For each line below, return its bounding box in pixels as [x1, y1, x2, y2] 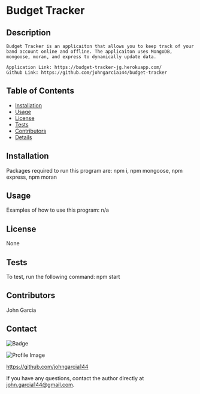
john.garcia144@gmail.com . [6, 381, 75, 388]
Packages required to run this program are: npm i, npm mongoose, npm [6, 167, 183, 174]
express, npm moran [6, 173, 57, 181]
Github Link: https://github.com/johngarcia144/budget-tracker [6, 70, 168, 76]
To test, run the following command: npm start [6, 273, 120, 281]
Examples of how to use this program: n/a [6, 206, 110, 213]
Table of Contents [6, 86, 75, 96]
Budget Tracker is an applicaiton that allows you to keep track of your [6, 43, 195, 49]
